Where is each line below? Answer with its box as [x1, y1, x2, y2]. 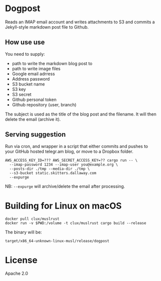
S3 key [12, 86, 26, 92]
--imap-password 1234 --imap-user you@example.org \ [9, 162, 118, 167]
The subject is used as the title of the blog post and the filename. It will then [5, 111, 157, 117]
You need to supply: [5, 51, 45, 57]
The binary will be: [5, 229, 42, 235]
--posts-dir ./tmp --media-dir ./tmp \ [9, 166, 90, 171]
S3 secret [12, 91, 32, 97]
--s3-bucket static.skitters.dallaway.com [9, 170, 97, 175]
